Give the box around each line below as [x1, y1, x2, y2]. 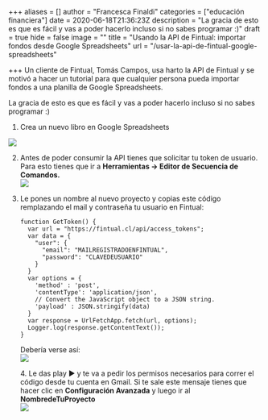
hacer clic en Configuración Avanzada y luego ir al [19, 386, 191, 395]
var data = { [27, 232, 72, 240]
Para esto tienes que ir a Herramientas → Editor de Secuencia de [19, 161, 239, 171]
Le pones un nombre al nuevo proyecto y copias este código [19, 193, 221, 203]
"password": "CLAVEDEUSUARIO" [41, 253, 143, 261]
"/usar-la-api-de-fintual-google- [150, 41, 258, 51]
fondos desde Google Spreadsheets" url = [8, 41, 149, 51]
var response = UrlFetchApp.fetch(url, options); [27, 317, 197, 325]
